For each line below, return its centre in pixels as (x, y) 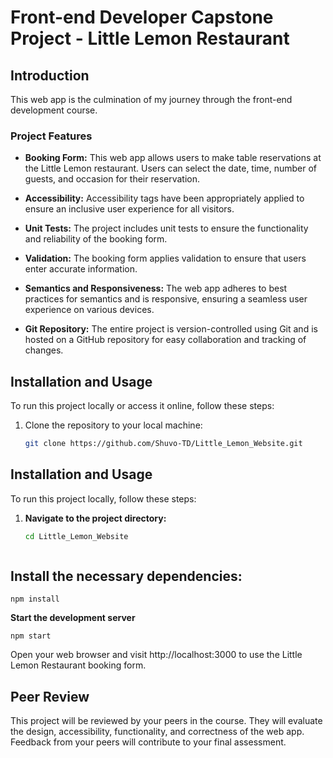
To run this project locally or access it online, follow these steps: (142, 406)
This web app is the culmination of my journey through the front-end (151, 99)
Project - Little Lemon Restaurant (150, 38)
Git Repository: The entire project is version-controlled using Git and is (171, 329)
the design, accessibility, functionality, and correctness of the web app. (157, 732)
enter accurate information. (81, 269)
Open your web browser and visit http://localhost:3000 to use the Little (156, 655)
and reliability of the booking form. (96, 239)
